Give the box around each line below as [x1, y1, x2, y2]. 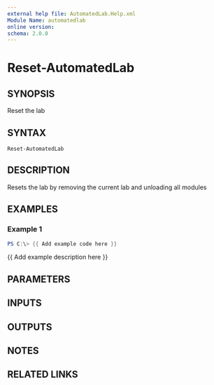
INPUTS [7, 297, 42, 309]
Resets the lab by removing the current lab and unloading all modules [7, 183, 207, 191]
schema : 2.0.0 [7, 29, 49, 37]
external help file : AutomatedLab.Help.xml [7, 10, 136, 18]
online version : [7, 23, 55, 30]
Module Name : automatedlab [7, 17, 86, 24]
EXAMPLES [7, 203, 58, 215]
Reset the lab [7, 107, 45, 115]
